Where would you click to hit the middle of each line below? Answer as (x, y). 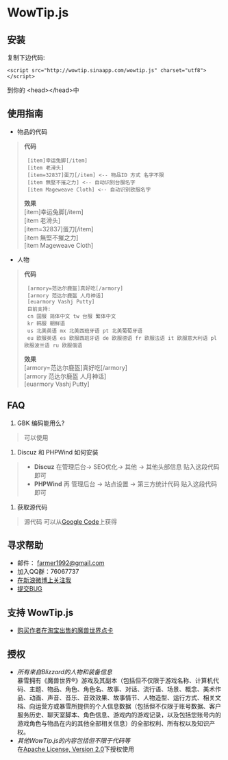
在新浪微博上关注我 (44, 580)
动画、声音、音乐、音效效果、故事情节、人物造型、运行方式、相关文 (125, 698)
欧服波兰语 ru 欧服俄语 (53, 345)
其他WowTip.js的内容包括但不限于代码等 (74, 741)
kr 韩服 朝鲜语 (46, 323)
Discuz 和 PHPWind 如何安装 (58, 452)
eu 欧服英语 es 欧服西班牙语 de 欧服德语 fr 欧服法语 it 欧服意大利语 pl (122, 338)
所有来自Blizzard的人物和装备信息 (65, 672)
